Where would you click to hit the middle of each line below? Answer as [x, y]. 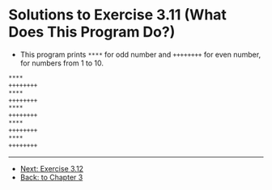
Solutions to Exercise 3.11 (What [117, 15]
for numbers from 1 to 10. [62, 63]
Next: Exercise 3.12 [51, 168]
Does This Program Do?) [92, 32]
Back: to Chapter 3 [51, 177]
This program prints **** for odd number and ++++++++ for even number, [140, 54]
